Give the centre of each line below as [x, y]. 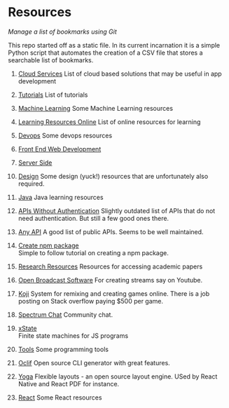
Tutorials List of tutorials [53, 95]
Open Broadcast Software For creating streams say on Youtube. [110, 280]
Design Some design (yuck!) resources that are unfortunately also [113, 176]
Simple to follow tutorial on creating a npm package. [93, 252]
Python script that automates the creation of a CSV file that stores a [105, 53]
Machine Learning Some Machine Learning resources [96, 108]
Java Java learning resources [61, 197]
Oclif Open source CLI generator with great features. [94, 362]
